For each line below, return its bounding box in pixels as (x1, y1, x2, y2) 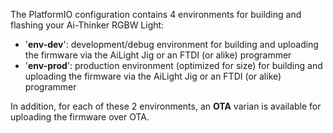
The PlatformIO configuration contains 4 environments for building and (10, 9, 302, 20)
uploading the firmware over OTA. (10, 111, 150, 123)
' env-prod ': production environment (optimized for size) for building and (24, 60, 323, 71)
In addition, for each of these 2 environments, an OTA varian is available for (10, 100, 322, 112)
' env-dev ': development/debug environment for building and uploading (24, 39, 319, 50)
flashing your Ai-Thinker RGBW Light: (10, 19, 165, 31)
